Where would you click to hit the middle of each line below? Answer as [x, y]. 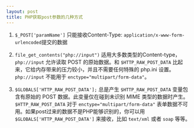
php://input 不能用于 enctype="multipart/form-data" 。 [82, 77]
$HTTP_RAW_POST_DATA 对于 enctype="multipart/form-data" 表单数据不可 [101, 104]
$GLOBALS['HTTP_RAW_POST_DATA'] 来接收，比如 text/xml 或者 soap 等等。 [103, 119]
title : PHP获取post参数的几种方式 [45, 17]
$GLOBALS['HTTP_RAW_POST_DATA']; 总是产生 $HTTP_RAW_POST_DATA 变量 [99, 89]
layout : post [22, 12]
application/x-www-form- [154, 35]
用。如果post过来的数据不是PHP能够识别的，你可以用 [80, 111]
